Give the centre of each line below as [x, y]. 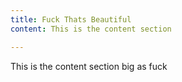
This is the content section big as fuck [89, 66]
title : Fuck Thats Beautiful [71, 19]
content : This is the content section [91, 29]
